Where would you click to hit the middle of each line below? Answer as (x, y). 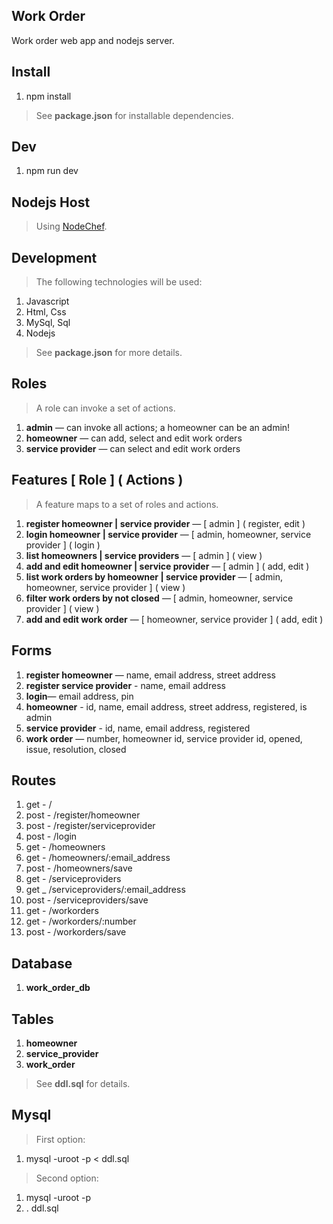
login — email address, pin (79, 696)
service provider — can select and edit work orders (133, 448)
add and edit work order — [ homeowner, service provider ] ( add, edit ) (174, 619)
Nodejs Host (51, 202)
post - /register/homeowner (83, 815)
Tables (32, 1019)
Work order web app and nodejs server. (93, 40)
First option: (60, 1139)
